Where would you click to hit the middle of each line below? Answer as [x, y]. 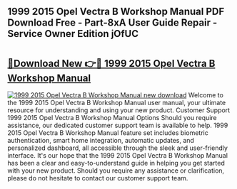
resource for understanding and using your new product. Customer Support [119, 110]
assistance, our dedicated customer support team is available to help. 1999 [118, 125]
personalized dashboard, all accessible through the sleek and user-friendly [118, 148]
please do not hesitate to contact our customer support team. [98, 178]
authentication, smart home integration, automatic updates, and [101, 140]
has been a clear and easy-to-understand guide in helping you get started [116, 163]
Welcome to [206, 95]
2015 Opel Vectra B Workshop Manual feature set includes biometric [108, 133]
